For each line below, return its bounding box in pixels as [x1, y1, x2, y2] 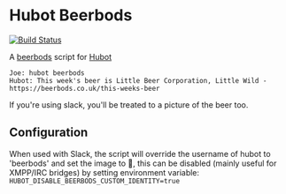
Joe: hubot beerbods [9, 68, 86, 78]
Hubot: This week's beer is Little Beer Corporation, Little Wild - [9, 76, 267, 85]
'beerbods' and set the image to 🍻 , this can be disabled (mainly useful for [9, 158, 277, 168]
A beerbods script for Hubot [9, 51, 112, 62]
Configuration [9, 125, 89, 140]
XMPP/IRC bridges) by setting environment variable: [9, 167, 200, 177]
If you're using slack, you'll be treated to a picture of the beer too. [9, 99, 249, 110]
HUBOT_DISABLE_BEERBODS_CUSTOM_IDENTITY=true [9, 176, 180, 185]
